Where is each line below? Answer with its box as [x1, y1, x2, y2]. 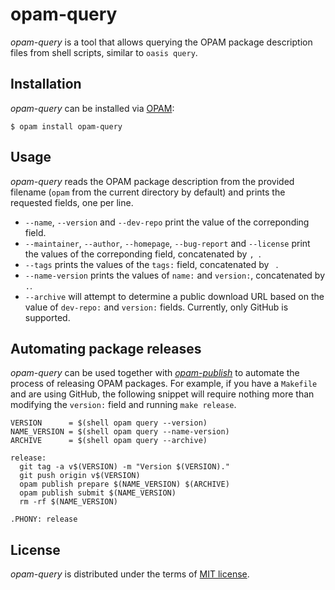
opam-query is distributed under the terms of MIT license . [10, 568, 250, 580]
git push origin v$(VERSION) [19, 471, 141, 481]
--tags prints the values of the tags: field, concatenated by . [24, 258, 279, 270]
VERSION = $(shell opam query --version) [10, 418, 208, 428]
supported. [24, 311, 71, 323]
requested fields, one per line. [10, 196, 134, 208]
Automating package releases [10, 340, 202, 357]
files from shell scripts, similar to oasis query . [10, 46, 198, 58]
